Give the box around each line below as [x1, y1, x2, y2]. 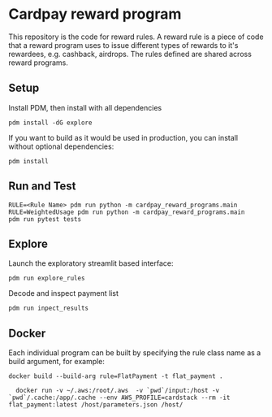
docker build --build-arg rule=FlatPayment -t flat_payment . [8, 372, 223, 380]
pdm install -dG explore [8, 119, 93, 127]
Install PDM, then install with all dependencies [8, 102, 162, 112]
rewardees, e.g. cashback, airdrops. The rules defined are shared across [8, 49, 252, 59]
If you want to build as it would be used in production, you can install [8, 132, 238, 142]
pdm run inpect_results [8, 304, 89, 313]
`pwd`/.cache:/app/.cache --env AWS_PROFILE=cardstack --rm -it [8, 393, 231, 402]
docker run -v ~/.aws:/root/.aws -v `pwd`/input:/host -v [15, 387, 220, 395]
